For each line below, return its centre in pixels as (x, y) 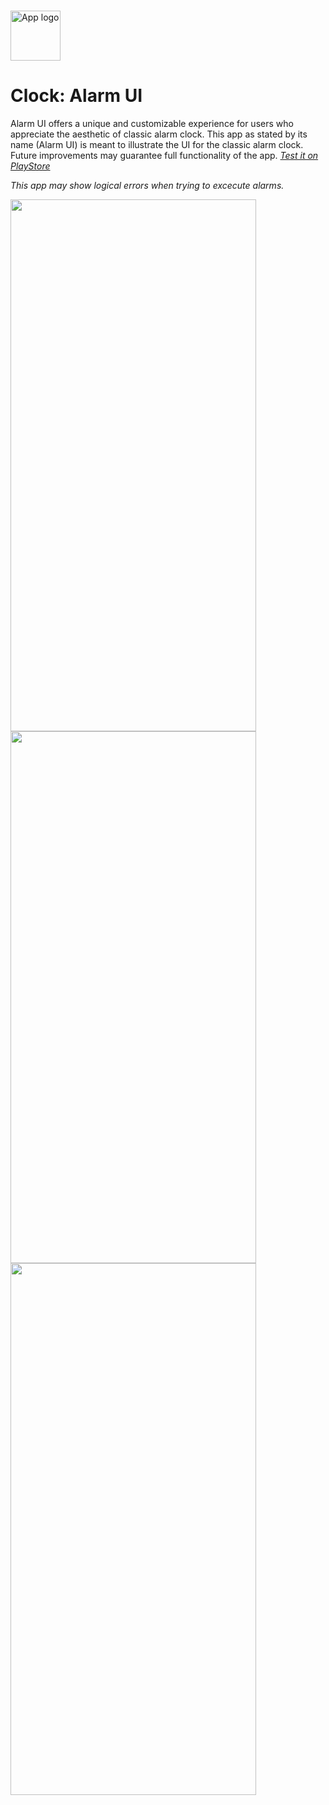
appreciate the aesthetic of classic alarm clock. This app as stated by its (159, 134)
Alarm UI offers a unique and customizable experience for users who (152, 123)
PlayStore (30, 166)
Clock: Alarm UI (76, 96)
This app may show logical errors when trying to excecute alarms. (147, 185)
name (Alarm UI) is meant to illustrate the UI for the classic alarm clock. (157, 144)
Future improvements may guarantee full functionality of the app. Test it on (164, 155)
